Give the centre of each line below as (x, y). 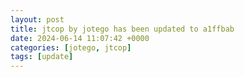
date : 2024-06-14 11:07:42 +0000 (80, 38)
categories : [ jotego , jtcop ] (71, 47)
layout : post (37, 19)
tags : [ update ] (42, 57)
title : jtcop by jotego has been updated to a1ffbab (122, 29)
